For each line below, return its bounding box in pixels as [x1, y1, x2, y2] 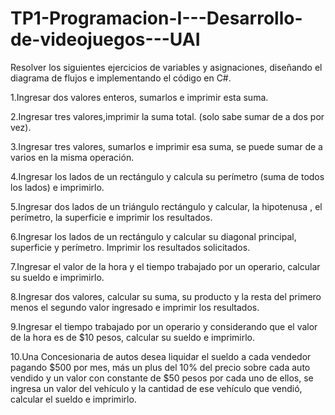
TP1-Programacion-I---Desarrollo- [10, 7, 303, 30]
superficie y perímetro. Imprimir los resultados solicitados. [10, 241, 251, 253]
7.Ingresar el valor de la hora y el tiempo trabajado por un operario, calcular [10, 260, 321, 272]
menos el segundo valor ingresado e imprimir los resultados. [10, 301, 260, 313]
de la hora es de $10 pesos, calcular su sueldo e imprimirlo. [10, 331, 256, 343]
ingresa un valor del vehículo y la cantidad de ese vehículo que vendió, [10, 382, 303, 394]
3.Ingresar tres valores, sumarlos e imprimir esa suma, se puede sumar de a [10, 140, 323, 152]
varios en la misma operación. [10, 151, 135, 163]
